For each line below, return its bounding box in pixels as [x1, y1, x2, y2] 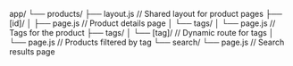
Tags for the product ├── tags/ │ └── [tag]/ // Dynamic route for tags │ [9, 28, 274, 37]
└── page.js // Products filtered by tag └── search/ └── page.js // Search [9, 37, 285, 47]
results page [9, 46, 55, 57]
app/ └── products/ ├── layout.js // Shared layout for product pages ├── [9, 9, 283, 19]
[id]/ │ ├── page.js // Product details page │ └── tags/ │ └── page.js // [9, 18, 276, 29]
